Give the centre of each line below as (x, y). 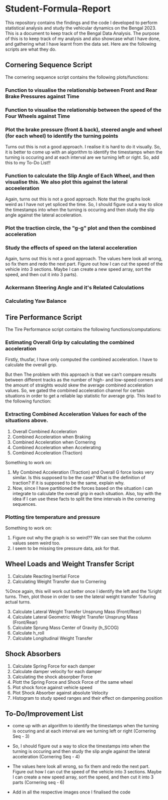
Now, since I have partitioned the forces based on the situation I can (82, 488)
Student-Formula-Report (58, 9)
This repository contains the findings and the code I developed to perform (81, 23)
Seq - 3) (21, 736)
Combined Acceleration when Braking (51, 437)
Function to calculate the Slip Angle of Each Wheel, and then (80, 175)
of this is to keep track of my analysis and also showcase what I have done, (83, 39)
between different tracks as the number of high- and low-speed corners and (84, 380)
